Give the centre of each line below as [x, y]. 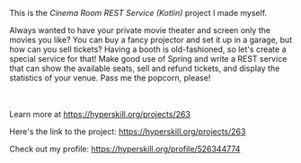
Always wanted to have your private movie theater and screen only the [140, 30]
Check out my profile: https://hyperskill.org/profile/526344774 [125, 149]
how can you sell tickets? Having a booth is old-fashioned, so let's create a [148, 49]
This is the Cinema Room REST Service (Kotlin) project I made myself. [138, 13]
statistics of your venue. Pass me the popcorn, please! [110, 78]
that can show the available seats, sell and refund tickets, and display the [145, 68]
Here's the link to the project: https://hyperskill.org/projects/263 [128, 132]
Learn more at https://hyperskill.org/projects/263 [100, 114]
